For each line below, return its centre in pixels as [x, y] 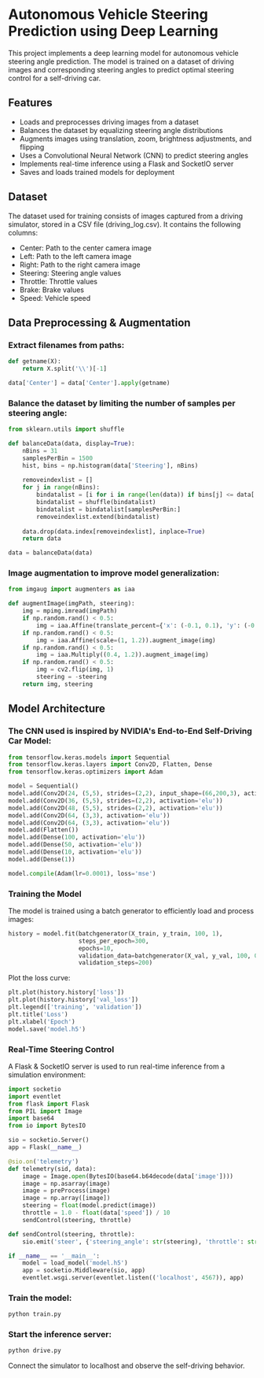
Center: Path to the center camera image [85, 248]
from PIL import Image [45, 1111]
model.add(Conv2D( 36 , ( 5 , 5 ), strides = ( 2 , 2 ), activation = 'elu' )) [115, 801]
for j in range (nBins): [61, 487]
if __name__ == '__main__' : [54, 1256]
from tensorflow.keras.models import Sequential [89, 758]
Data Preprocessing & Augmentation [99, 322]
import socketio [35, 1089]
